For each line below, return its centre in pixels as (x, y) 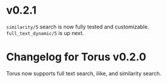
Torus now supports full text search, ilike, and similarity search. (84, 73)
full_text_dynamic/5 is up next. (45, 33)
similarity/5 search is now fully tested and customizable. (78, 27)
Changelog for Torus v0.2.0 (76, 57)
